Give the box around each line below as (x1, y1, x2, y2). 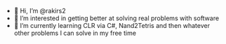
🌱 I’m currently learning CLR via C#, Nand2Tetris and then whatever (13, 22, 211, 29)
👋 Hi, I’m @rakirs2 (13, 7, 66, 15)
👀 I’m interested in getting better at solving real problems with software (13, 14, 220, 22)
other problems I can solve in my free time (13, 29, 137, 37)
